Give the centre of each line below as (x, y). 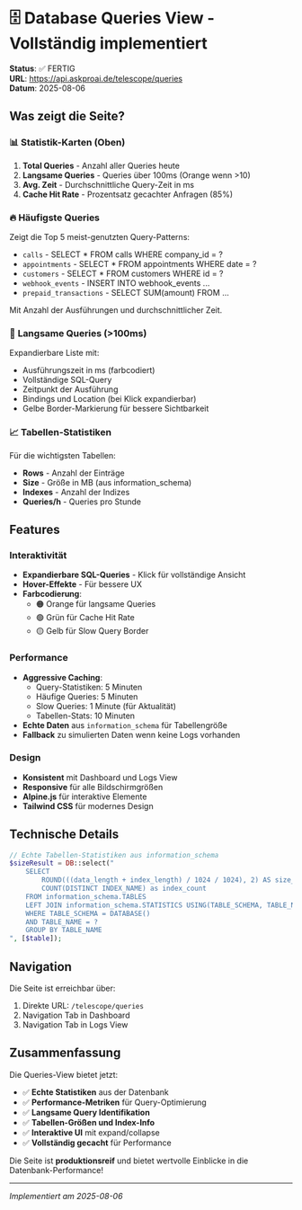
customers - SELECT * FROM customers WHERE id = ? (123, 273)
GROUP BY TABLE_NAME (64, 930)
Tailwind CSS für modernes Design (88, 805)
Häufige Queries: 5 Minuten (87, 696)
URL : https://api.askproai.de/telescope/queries (96, 78)
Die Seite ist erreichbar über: (62, 988)
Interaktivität (38, 555)
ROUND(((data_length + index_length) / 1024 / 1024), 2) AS (156, 880)
